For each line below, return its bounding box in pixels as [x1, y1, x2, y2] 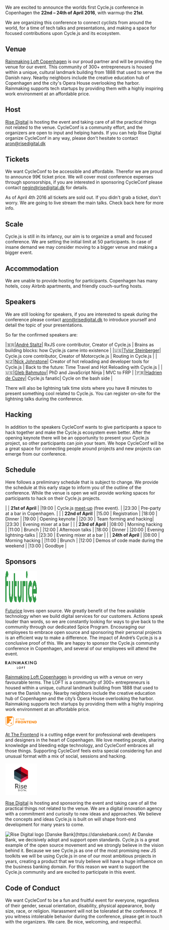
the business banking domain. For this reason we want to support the [5, 864, 149, 870]
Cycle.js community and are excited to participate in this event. [5, 869, 136, 875]
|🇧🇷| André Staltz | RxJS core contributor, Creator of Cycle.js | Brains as [5, 342, 154, 348]
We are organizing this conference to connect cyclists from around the [5, 20, 152, 25]
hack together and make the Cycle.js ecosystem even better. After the [5, 429, 151, 435]
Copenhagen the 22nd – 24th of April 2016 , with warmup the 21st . [5, 10, 144, 16]
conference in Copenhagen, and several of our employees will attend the [5, 646, 157, 652]
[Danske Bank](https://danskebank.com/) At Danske [44, 831, 153, 838]
